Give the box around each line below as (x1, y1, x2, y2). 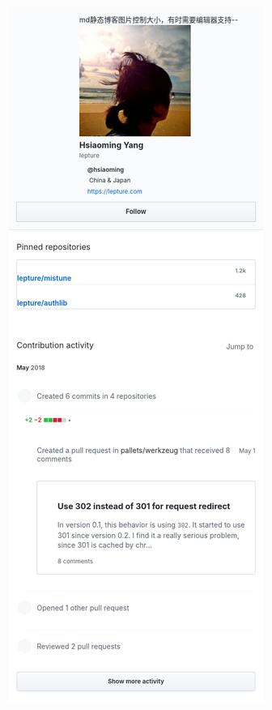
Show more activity (108, 677, 164, 686)
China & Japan (88, 176, 131, 185)
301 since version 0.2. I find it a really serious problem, (57, 530, 240, 540)
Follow (125, 207, 147, 216)
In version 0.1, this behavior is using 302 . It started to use (57, 520, 245, 530)
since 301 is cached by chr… (57, 541, 152, 550)
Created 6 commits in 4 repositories (36, 391, 156, 400)
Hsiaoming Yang (79, 139, 144, 151)
